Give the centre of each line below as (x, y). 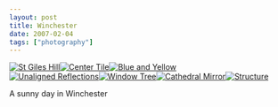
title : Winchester (43, 26)
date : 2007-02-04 (41, 34)
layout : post (33, 17)
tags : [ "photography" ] (51, 42)
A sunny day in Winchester (59, 94)
